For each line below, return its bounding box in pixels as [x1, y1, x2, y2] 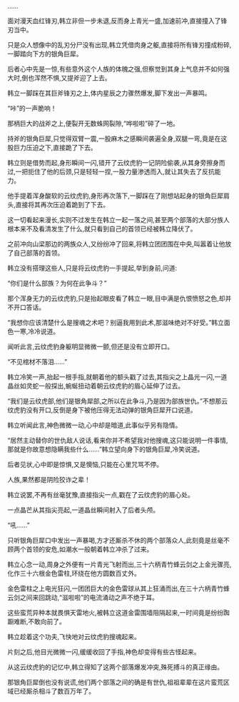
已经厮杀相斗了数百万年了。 [13, 687, 95, 695]
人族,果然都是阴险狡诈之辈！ [7, 476, 91, 483]
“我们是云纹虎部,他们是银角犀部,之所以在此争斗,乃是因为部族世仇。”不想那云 [7, 397, 228, 405]
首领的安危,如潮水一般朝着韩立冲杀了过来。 [26, 545, 153, 553]
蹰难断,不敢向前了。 [7, 617, 66, 626]
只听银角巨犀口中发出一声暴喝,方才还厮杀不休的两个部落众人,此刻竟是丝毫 [7, 536, 224, 544]
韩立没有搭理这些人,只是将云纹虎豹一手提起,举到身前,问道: [7, 264, 178, 272]
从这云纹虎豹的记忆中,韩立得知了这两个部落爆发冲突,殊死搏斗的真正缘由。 [7, 663, 224, 671]
